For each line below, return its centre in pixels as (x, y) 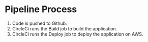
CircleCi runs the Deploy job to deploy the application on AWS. (78, 34)
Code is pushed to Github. (39, 23)
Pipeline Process (41, 9)
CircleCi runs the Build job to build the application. (65, 28)
